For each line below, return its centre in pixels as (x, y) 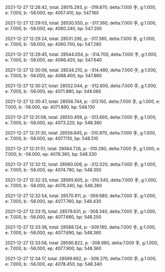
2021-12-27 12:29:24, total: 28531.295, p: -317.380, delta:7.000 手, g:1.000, (81, 39)
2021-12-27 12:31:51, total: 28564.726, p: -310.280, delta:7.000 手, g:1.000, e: (83, 149)
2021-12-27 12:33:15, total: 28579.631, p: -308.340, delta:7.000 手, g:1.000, (81, 211)
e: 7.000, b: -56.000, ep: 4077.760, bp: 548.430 (53, 201)
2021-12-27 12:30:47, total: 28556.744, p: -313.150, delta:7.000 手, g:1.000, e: (83, 102)
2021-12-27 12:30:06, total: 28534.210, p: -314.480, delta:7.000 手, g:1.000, (81, 70)
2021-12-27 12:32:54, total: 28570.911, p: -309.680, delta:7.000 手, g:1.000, (81, 196)
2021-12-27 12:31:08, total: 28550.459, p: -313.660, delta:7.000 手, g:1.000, (81, 117)
